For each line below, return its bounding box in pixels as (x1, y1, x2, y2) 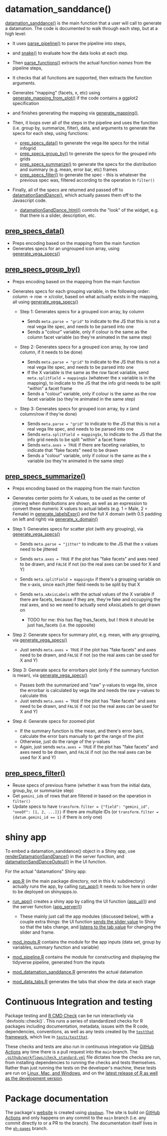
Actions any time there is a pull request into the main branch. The (5, 1049, 138, 1055)
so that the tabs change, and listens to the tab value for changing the (19, 924, 161, 930)
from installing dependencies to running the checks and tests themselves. (5, 1060, 157, 1066)
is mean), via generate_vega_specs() (12, 672, 87, 678)
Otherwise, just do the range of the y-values (19, 738, 110, 745)
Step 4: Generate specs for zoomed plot (12, 718, 95, 724)
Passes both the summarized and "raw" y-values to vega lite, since (19, 682, 158, 688)
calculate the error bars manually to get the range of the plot (19, 733, 144, 739)
